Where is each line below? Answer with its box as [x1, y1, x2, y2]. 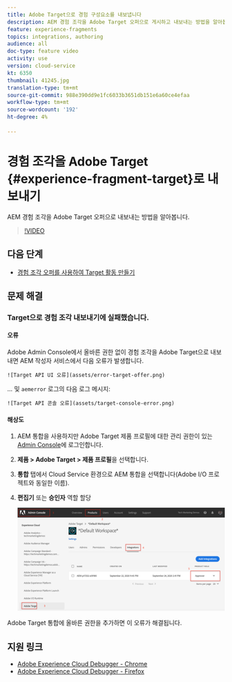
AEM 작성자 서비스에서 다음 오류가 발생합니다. [19, 357, 144, 365]
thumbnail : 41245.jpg [7, 77, 70, 84]
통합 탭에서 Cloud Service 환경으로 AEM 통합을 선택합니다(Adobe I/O [17, 470, 207, 478]
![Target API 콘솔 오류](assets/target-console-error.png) [7, 400, 175, 407]
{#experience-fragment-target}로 [7, 170, 205, 186]
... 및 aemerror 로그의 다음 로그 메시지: [7, 385, 110, 393]
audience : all [7, 40, 48, 48]
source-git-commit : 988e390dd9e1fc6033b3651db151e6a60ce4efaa [7, 91, 190, 98]
